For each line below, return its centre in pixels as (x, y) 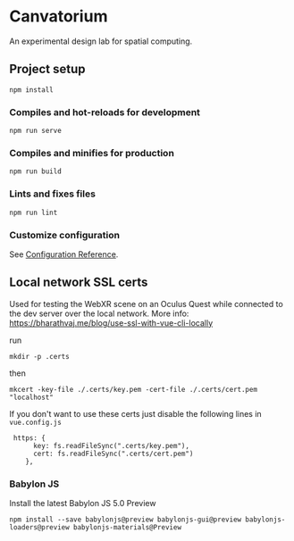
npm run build (36, 171)
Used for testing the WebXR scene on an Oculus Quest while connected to (146, 304)
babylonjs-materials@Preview (127, 528)
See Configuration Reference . (64, 254)
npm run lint (34, 212)
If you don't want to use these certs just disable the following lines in (135, 413)
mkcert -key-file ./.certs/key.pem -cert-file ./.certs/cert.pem (133, 389)
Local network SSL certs (79, 283)
